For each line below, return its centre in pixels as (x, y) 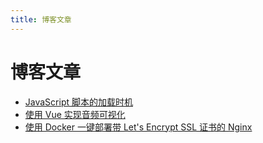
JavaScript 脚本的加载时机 (78, 102)
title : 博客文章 (41, 19)
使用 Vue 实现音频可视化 (75, 114)
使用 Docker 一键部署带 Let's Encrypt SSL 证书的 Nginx (138, 127)
